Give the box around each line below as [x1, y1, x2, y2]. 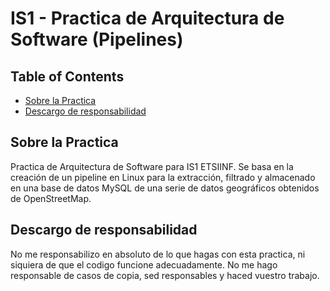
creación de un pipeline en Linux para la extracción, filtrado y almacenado [10, 171, 316, 183]
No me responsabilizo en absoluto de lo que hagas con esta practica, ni [10, 248, 306, 260]
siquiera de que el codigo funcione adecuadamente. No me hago [10, 258, 278, 271]
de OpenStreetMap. [10, 192, 92, 204]
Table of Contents [10, 68, 125, 85]
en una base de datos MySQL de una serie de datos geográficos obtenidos [10, 182, 320, 194]
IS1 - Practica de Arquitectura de [10, 7, 285, 30]
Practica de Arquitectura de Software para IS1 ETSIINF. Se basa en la [10, 160, 294, 172]
